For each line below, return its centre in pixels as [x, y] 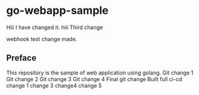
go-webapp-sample [57, 11]
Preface [21, 58]
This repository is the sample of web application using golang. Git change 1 [100, 73]
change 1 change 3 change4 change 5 [54, 85]
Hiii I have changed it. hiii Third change [55, 27]
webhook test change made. [42, 39]
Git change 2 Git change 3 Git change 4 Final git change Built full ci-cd [94, 79]
